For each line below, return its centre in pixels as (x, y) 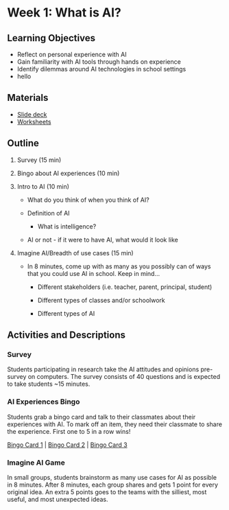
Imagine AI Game (36, 463)
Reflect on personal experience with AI (72, 54)
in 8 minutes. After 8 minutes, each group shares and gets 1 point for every (112, 485)
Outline (23, 143)
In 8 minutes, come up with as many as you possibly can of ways (119, 266)
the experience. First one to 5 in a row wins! (69, 431)
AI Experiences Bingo (44, 402)
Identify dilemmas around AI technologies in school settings (101, 69)
